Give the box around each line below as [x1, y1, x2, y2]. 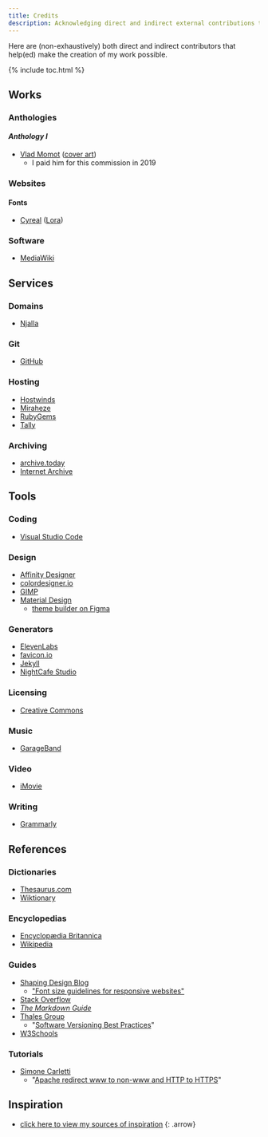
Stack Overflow [19, 994, 72, 1004]
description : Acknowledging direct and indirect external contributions [8, 19, 255, 27]
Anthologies [8, 112, 57, 123]
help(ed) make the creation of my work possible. [8, 49, 167, 59]
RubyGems [19, 412, 57, 421]
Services [8, 276, 54, 290]
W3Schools [19, 1028, 58, 1038]
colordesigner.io [19, 578, 73, 587]
